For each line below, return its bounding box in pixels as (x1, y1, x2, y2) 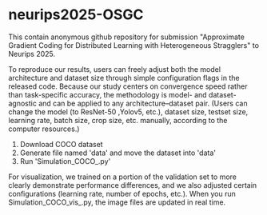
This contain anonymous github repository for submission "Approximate (8, 32, 245, 42)
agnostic (8, 98, 38, 108)
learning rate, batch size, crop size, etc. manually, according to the (8, 115, 228, 125)
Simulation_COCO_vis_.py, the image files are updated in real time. (8, 197, 226, 207)
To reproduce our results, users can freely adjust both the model (8, 64, 221, 74)
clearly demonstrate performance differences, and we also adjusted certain (8, 180, 257, 189)
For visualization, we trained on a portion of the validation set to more (8, 172, 237, 181)
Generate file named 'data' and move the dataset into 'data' (19, 148, 216, 157)
